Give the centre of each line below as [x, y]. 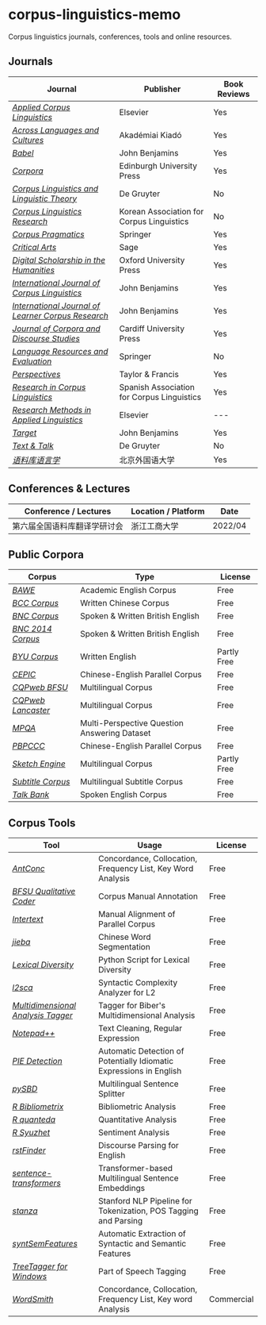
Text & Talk [33, 445]
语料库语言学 [36, 460]
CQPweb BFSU [40, 688]
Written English [108, 657]
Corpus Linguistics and [55, 188]
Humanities [34, 270]
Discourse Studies [46, 338]
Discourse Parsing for [139, 1146]
